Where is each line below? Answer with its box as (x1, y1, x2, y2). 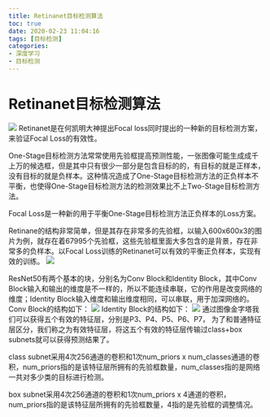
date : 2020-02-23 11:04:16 (8, 27, 100, 35)
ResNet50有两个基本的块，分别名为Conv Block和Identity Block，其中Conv (8, 273, 258, 283)
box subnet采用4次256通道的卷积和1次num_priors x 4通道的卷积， (8, 389, 231, 399)
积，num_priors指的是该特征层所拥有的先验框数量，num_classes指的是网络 (8, 362, 260, 371)
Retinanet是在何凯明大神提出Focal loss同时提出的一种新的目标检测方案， (18, 123, 263, 132)
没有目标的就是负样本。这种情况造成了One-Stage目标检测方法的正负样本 (8, 171, 252, 180)
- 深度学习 (8, 50, 41, 58)
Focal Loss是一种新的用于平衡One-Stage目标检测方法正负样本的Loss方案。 (8, 208, 261, 218)
